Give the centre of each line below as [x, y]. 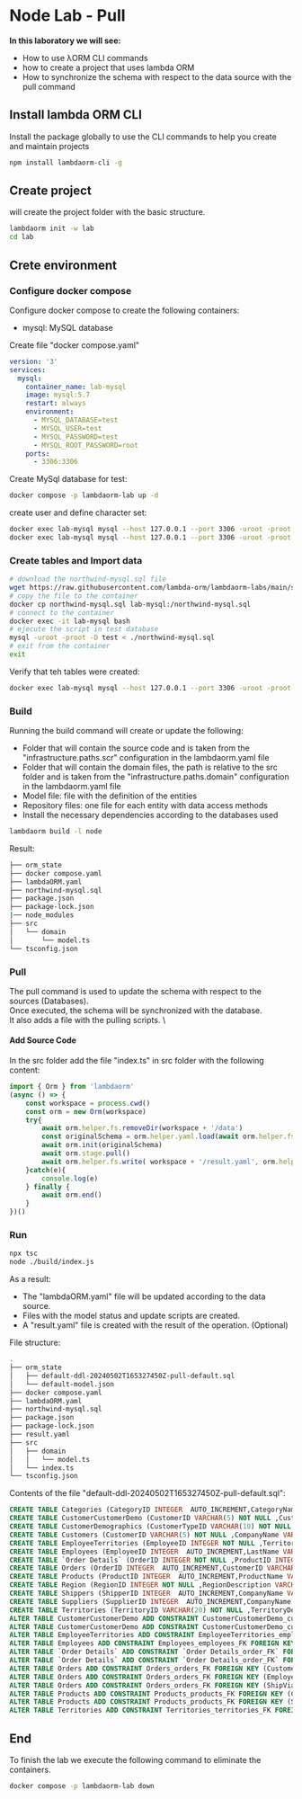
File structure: [35, 1343]
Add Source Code [43, 1040]
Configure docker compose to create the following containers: [124, 310]
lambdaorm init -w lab [52, 229]
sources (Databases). [49, 1001]
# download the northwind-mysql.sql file [88, 579]
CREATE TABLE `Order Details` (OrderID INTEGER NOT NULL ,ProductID [140, 1560]
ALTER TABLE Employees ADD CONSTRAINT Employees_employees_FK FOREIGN [144, 1643]
